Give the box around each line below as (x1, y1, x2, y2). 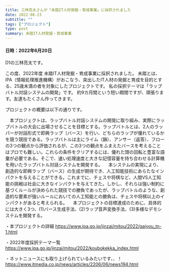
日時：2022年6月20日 (5, 47, 52, 53)
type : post (5, 26, 28, 31)
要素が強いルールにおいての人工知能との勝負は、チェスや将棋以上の (18, 193, 160, 199)
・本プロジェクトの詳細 (5, 223, 54, 229)
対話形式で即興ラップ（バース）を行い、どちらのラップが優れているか (18, 130, 164, 136)
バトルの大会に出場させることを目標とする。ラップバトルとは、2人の (9, 124, 154, 130)
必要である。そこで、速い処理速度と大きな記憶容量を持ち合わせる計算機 (14, 155, 165, 161)
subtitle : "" (5, 17, 33, 22)
